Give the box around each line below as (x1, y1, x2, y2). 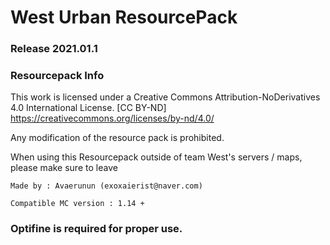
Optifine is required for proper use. (10, 222, 183, 236)
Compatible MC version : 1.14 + (10, 199, 145, 209)
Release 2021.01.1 (10, 42, 98, 56)
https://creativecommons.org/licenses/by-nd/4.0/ (10, 112, 215, 125)
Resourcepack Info (10, 69, 105, 83)
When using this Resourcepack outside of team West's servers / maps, (10, 151, 303, 163)
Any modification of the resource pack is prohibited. (10, 132, 225, 144)
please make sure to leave (10, 162, 118, 174)
